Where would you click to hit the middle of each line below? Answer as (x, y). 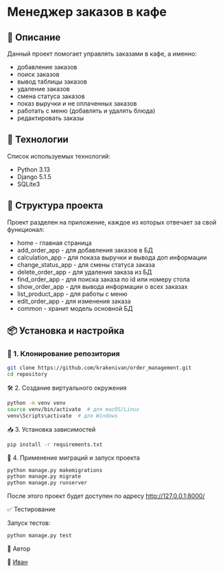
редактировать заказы (50, 118)
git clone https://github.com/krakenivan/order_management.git (99, 368)
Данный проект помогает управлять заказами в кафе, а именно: (102, 54)
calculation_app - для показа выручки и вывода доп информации (112, 257)
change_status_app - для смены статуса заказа (86, 264)
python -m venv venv (37, 403)
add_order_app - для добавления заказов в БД (85, 250)
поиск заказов (38, 74)
